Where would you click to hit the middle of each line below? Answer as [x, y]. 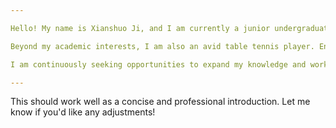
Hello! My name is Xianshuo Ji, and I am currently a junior [140, 28]
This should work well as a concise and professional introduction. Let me [160, 102]
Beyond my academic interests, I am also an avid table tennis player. [162, 46]
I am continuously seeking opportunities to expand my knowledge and [158, 64]
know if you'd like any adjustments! [83, 112]
